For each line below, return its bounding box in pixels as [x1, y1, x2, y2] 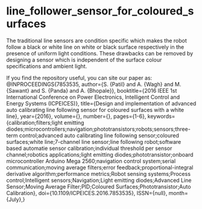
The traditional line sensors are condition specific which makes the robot [6, 37, 187, 44]
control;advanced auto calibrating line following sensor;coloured [19, 131, 180, 139]
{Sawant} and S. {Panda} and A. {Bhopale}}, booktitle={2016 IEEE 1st [6, 87, 177, 94]
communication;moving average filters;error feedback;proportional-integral [6, 164, 194, 171]
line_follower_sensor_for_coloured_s [6, 4, 194, 18]
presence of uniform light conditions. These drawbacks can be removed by [6, 49, 194, 57]
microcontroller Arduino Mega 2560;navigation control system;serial [6, 157, 176, 164]
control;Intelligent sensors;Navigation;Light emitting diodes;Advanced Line [6, 176, 192, 184]
